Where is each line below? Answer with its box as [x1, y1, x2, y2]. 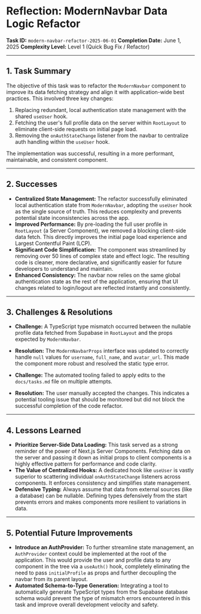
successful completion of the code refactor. [14, 403, 123, 410]
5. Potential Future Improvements [6, 528, 133, 538]
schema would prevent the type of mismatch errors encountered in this [14, 595, 190, 601]
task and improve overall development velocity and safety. [14, 601, 159, 608]
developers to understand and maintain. [14, 265, 114, 272]
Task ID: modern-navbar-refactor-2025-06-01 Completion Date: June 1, [6, 37, 181, 44]
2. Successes [6, 179, 58, 189]
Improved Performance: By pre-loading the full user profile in [14, 220, 168, 228]
